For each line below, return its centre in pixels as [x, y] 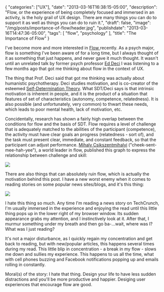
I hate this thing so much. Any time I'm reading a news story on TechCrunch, [82, 203]
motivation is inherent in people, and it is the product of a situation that [76, 94]
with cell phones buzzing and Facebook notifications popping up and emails [82, 259]
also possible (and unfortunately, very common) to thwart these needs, [77, 104]
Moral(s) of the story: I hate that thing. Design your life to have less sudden [81, 274]
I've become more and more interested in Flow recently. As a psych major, [80, 48]
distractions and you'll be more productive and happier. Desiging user [75, 279]
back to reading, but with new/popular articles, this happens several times [80, 244]
